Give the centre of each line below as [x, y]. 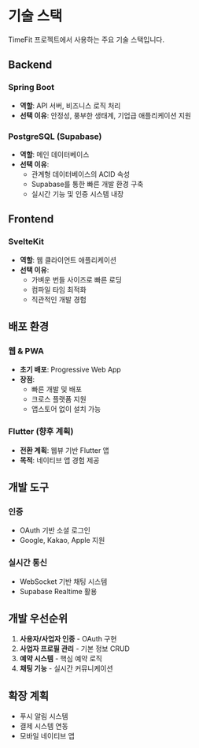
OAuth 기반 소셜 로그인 [55, 530]
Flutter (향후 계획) [41, 432]
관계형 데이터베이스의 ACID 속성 [81, 174]
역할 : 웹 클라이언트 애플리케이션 [68, 260]
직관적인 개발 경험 [59, 299]
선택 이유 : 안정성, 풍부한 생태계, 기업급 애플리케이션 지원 [105, 115]
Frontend [31, 219]
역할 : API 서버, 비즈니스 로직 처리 [70, 105]
